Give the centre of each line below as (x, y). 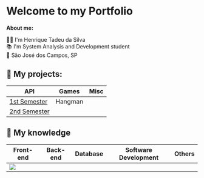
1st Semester (29, 101)
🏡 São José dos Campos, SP (42, 55)
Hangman (70, 101)
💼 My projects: (34, 74)
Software (139, 150)
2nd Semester (29, 111)
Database (89, 154)
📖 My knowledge (39, 133)
